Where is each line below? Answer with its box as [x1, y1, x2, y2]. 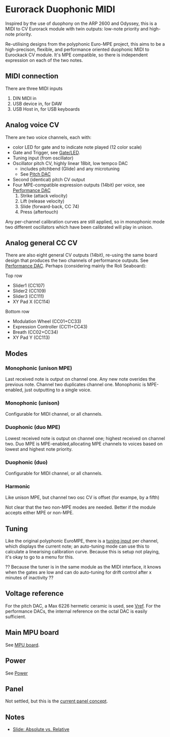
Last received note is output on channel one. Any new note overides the [5, 376, 156, 382]
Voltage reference [5, 589, 64, 598]
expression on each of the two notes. [5, 57, 83, 63]
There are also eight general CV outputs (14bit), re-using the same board [5, 252, 157, 258]
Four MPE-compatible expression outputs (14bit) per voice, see [12, 182, 145, 188]
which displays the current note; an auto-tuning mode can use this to [5, 543, 150, 549]
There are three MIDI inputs [5, 85, 63, 91]
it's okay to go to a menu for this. [5, 554, 75, 560]
